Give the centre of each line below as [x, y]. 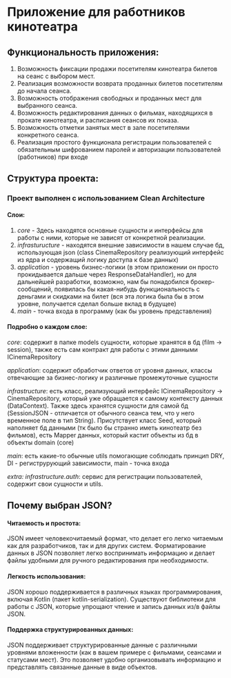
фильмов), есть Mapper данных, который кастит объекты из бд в [103, 435]
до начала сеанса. [44, 91]
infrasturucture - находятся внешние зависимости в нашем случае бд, [121, 245]
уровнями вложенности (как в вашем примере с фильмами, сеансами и [114, 652]
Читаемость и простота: [44, 523]
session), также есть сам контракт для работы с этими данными [102, 349]
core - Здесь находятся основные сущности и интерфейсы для [110, 230]
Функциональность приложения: [83, 52]
